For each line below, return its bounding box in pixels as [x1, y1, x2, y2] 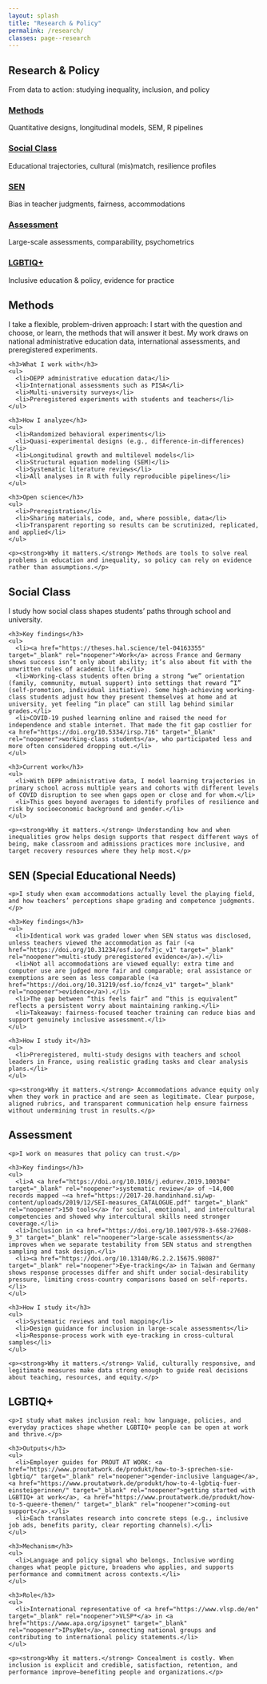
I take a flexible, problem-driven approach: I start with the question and [8, 320, 242, 329]
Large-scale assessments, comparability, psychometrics [8, 237, 194, 247]
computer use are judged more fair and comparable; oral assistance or [8, 966, 252, 975]
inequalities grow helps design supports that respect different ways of [8, 833, 260, 842]
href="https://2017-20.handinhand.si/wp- [76, 1192, 217, 1200]
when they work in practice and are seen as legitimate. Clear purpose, [8, 1093, 256, 1101]
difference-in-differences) [151, 437, 245, 446]
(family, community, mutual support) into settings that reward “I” [8, 679, 241, 687]
